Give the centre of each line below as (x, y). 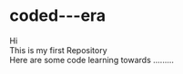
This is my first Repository (58, 50)
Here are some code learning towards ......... (92, 60)
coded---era (58, 16)
